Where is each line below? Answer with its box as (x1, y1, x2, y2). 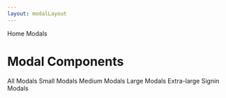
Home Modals (7, 29, 47, 38)
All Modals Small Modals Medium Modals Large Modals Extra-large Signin (7, 76, 220, 85)
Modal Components (7, 54, 124, 70)
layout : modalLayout (7, 10, 68, 17)
